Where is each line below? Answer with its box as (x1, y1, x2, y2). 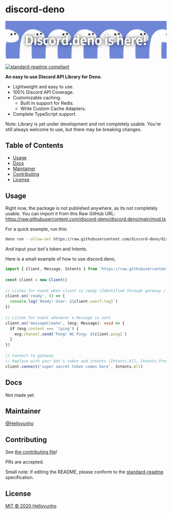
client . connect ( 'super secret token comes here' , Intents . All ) (5, 364, 143, 369)
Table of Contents (5, 141, 64, 150)
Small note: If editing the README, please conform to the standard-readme (5, 469, 164, 475)
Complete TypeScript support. (12, 111, 77, 117)
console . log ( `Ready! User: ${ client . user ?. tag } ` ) (10, 299, 118, 304)
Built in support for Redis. (20, 100, 74, 106)
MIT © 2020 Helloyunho (5, 503, 57, 509)
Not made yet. (5, 392, 35, 398)
